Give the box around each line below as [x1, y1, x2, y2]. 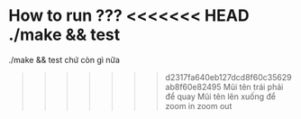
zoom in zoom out [165, 100, 233, 111]
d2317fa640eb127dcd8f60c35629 [165, 71, 292, 82]
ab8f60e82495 [165, 81, 222, 92]
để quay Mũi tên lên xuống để [165, 91, 277, 102]
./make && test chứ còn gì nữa [8, 54, 121, 65]
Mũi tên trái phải [223, 81, 284, 92]
